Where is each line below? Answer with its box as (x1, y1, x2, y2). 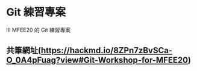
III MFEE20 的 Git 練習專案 (6, 26, 71, 33)
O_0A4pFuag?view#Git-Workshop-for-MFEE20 (6, 55, 189, 66)
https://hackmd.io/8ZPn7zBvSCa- (40, 45, 173, 55)
